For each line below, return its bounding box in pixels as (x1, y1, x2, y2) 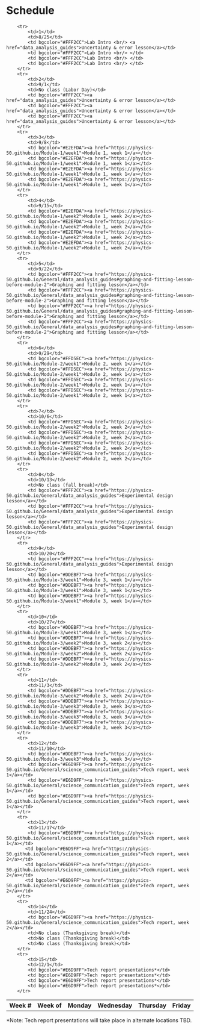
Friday (172, 1001, 191, 1010)
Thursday (138, 1001, 167, 1010)
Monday (67, 1001, 92, 1010)
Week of (37, 1001, 62, 1010)
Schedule (6, 4, 55, 17)
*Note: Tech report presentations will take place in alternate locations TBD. (6, 1016, 192, 1024)
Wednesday (97, 1001, 133, 1010)
